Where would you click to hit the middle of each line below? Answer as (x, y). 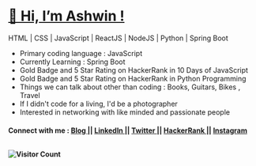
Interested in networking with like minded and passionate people (125, 112)
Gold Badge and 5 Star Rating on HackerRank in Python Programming (133, 78)
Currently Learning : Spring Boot (72, 62)
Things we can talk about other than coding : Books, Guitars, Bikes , (130, 87)
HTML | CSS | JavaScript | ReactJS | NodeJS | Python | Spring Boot (118, 38)
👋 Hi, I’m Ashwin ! (66, 16)
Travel (30, 95)
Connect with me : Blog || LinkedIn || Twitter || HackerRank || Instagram (128, 130)
